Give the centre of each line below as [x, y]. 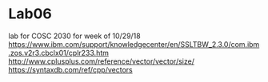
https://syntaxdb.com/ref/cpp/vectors [71, 69]
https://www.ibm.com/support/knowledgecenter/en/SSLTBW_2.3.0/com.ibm [134, 44]
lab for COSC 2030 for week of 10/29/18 [75, 36]
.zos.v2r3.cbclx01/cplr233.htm [59, 53]
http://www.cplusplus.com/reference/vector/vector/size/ [101, 61]
